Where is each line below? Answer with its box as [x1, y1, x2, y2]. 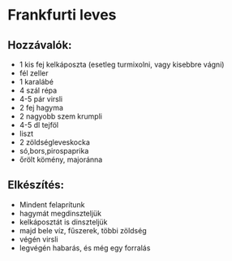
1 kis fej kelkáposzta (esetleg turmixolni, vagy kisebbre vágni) [19, 59, 225, 69]
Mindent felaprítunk [19, 199, 85, 209]
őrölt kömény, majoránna [19, 154, 103, 164]
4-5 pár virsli [19, 94, 63, 103]
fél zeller [19, 68, 49, 78]
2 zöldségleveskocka [19, 137, 91, 147]
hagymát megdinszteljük [19, 208, 102, 218]
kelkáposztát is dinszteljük [19, 217, 108, 227]
